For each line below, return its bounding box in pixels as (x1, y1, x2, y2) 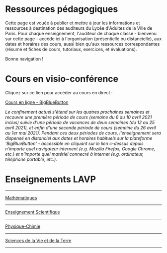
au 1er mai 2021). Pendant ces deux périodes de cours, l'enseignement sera (5, 130, 162, 136)
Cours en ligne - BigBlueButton (5, 99, 69, 105)
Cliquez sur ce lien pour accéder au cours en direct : (5, 89, 113, 95)
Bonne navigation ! (5, 56, 44, 62)
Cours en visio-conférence (5, 73, 118, 85)
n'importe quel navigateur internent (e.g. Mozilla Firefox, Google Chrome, (5, 145, 156, 152)
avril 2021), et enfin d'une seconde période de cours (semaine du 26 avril (5, 125, 156, 130)
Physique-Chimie (5, 223, 41, 229)
